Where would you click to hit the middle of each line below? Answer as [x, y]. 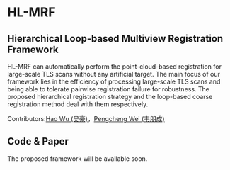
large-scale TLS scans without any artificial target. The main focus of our [114, 74]
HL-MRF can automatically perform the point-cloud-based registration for [114, 67]
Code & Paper [38, 141]
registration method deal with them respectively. [78, 104]
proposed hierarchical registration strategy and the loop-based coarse [110, 97]
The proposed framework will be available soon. [77, 158]
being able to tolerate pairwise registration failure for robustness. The [109, 89]
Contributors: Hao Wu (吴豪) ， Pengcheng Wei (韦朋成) [86, 119]
